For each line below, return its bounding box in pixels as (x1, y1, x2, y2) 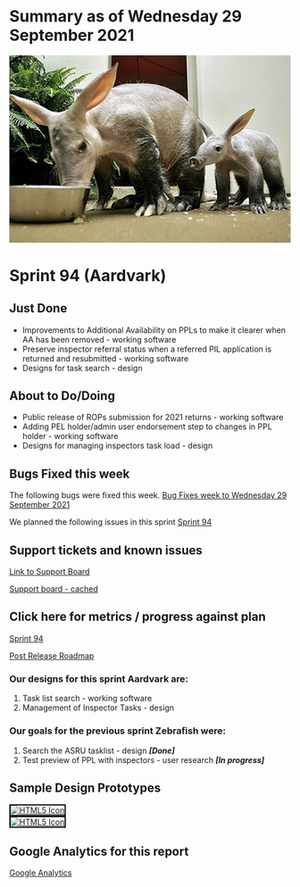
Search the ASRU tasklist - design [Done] (21, 745, 176, 756)
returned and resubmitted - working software (21, 352, 189, 363)
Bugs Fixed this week (9, 466, 130, 481)
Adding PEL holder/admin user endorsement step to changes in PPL (21, 421, 272, 432)
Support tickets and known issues (9, 543, 203, 558)
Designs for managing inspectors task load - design (21, 440, 213, 452)
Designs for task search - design (21, 362, 143, 373)
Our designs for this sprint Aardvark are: (9, 672, 189, 684)
